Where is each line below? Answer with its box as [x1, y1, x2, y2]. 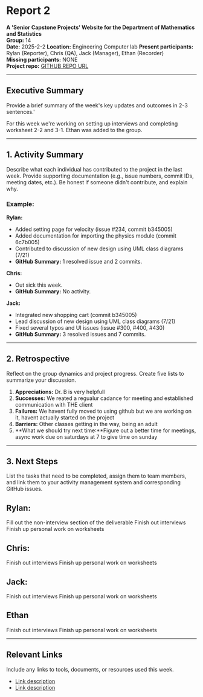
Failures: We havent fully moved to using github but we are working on [14, 407, 192, 415]
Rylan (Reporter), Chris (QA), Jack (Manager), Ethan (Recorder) [6, 49, 164, 56]
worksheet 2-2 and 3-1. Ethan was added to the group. [6, 126, 143, 133]
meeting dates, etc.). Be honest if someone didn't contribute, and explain [6, 178, 188, 185]
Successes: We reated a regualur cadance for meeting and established [14, 395, 193, 402]
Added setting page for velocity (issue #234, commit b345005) [14, 225, 173, 233]
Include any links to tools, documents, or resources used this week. [6, 665, 174, 673]
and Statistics [6, 30, 42, 37]
